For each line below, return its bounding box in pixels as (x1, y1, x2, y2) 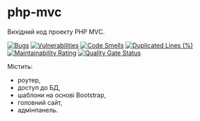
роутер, (17, 75, 41, 84)
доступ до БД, (17, 83, 61, 91)
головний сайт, (17, 98, 63, 106)
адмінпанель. (17, 106, 58, 114)
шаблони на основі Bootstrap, (17, 91, 107, 99)
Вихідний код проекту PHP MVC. (7, 27, 105, 36)
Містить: (7, 62, 33, 70)
